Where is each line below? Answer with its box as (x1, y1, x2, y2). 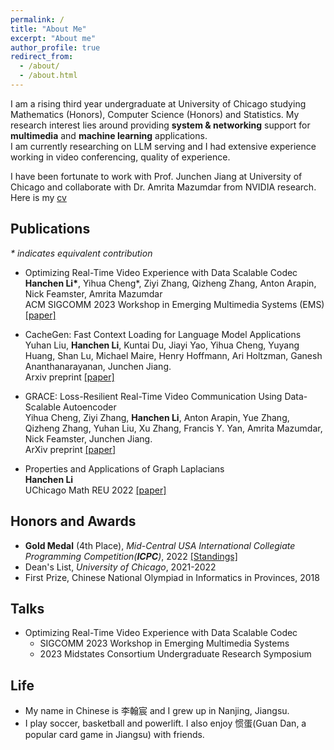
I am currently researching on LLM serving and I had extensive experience (10, 140, 317, 152)
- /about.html (19, 71, 78, 81)
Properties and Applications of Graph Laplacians (24, 462, 225, 475)
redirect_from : (10, 52, 74, 62)
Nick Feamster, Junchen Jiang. (24, 432, 153, 445)
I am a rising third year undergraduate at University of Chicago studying (10, 97, 307, 110)
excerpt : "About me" (10, 33, 97, 43)
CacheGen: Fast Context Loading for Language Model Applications (24, 328, 302, 340)
